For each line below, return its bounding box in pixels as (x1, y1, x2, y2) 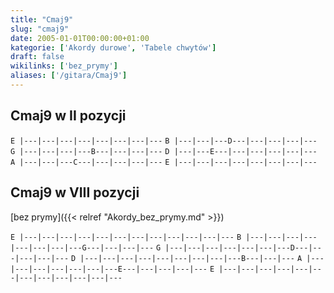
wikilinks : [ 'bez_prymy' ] (10, 61, 118, 71)
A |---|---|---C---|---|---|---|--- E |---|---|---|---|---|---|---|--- (10, 157, 318, 167)
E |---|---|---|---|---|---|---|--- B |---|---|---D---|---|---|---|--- (10, 136, 318, 146)
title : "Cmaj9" (10, 14, 74, 25)
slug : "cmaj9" (10, 24, 70, 34)
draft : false (10, 52, 65, 62)
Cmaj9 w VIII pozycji (10, 184, 140, 201)
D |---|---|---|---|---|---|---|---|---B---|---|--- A (71, 253, 303, 263)
